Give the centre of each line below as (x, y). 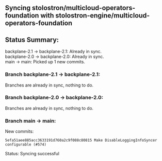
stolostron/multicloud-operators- (84, 8)
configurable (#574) (26, 145)
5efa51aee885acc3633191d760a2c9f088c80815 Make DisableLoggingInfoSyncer (81, 141)
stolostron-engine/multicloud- (103, 16)
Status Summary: (32, 40)
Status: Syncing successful (32, 154)
